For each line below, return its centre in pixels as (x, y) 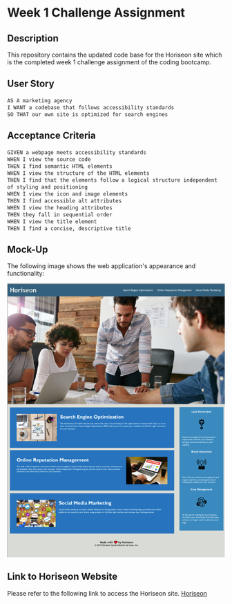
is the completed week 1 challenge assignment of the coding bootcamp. (109, 62)
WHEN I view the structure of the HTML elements (78, 173)
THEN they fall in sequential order (60, 215)
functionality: (26, 274)
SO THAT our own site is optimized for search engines (88, 114)
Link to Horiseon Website (62, 577)
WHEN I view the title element (52, 221)
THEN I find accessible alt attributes (65, 201)
